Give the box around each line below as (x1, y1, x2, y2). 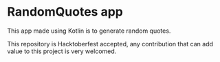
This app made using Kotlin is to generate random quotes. (7, 27, 171, 35)
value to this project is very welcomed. (7, 47, 117, 55)
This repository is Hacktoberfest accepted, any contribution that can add (7, 40, 214, 48)
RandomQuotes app (7, 4, 124, 20)
